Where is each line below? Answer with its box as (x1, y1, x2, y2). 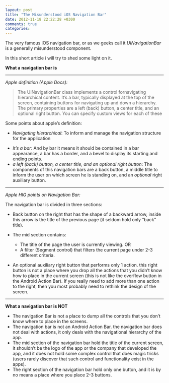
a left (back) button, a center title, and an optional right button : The (12, 161, 152, 167)
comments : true (5, 21, 37, 27)
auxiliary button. (12, 177, 46, 183)
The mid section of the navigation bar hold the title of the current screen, (12, 340, 163, 346)
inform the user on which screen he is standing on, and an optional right (12, 172, 162, 178)
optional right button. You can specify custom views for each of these (17, 110, 162, 116)
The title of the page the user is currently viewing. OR (20, 241, 131, 247)
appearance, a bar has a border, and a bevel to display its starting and (12, 151, 158, 157)
